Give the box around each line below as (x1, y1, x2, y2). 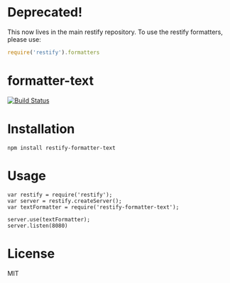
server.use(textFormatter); (7, 216, 91, 223)
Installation (7, 121, 75, 137)
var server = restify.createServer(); (7, 197, 122, 204)
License (7, 246, 55, 262)
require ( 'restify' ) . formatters (7, 49, 100, 56)
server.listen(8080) (7, 222, 69, 229)
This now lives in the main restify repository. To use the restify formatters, (7, 28, 224, 36)
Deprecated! (7, 4, 83, 21)
